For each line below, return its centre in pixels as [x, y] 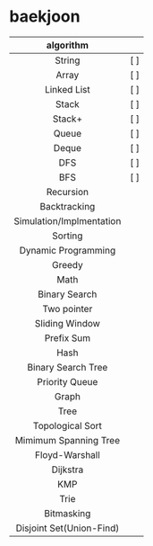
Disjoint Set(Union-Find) [68, 528]
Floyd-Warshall [67, 454]
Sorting [68, 236]
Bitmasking [68, 513]
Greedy [68, 264]
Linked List [68, 89]
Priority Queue [68, 381]
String [68, 60]
